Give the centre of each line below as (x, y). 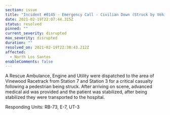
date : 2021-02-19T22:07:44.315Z (39, 19)
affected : (16, 52)
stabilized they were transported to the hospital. (55, 97)
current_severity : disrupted (36, 33)
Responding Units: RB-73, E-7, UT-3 (42, 107)
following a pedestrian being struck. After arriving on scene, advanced (79, 87)
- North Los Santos (30, 57)
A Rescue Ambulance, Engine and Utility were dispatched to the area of (80, 76)
